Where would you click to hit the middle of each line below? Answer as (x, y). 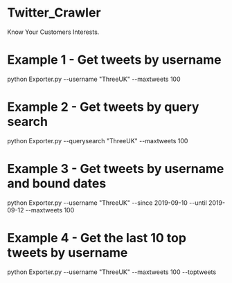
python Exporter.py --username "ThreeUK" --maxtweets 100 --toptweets (112, 272)
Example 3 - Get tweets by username (116, 169)
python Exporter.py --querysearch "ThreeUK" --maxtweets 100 (98, 140)
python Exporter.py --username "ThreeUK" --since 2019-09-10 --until (107, 203)
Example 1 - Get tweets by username (114, 60)
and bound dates (57, 183)
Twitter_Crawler (54, 13)
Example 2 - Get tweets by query (103, 107)
